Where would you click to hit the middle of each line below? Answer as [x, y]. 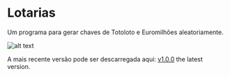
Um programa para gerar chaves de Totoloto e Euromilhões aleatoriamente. [116, 32]
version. [19, 66]
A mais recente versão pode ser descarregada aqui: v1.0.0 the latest [105, 59]
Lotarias [31, 13]
